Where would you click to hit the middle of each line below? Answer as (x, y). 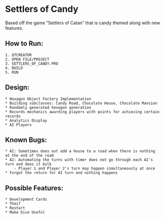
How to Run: (24, 44)
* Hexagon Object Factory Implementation (48, 99)
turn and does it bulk (28, 164)
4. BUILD (14, 68)
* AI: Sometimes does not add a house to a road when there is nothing (80, 151)
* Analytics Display (26, 120)
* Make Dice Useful (25, 213)
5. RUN (12, 72)
